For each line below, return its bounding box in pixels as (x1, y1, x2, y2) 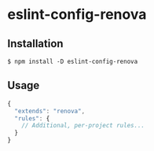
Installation (7, 37, 64, 50)
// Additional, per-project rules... (21, 122, 145, 130)
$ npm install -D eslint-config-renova (7, 57, 138, 65)
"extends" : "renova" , (14, 107, 86, 115)
